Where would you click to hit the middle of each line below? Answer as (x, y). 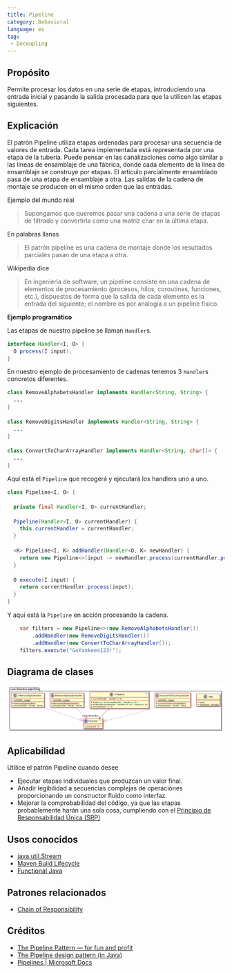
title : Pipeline (30, 15)
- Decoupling (29, 44)
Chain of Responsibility (50, 909)
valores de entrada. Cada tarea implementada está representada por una (110, 149)
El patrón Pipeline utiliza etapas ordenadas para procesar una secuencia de (115, 142)
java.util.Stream (39, 856)
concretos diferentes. (38, 379)
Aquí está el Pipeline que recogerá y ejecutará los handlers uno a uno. (108, 479)
